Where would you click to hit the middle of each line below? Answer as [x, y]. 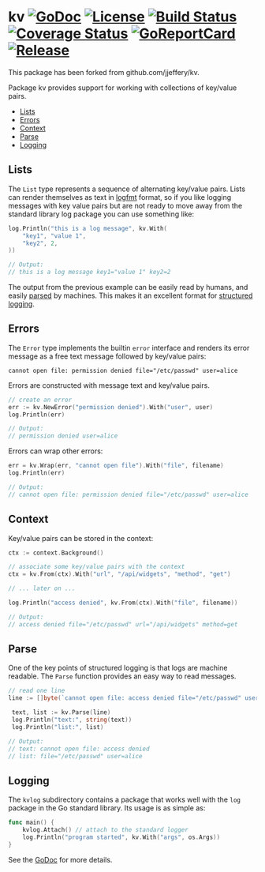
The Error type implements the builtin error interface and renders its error [129, 348]
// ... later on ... [42, 588]
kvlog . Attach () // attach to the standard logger [106, 830]
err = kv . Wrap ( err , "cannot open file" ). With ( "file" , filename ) [116, 466]
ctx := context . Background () [56, 553]
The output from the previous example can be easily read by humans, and [128, 287]
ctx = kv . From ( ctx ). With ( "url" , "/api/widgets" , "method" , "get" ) [119, 574]
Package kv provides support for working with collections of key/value [123, 88]
